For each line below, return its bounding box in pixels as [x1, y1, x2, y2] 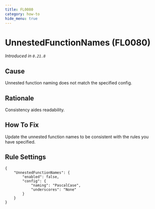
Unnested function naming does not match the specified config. [5, 80, 132, 86]
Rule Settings [5, 153, 46, 161]
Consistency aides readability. [5, 107, 65, 113]
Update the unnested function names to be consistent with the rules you [5, 134, 149, 140]
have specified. [5, 139, 36, 145]
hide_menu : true [5, 16, 38, 21]
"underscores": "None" [30, 187, 77, 192]
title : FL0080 [5, 7, 34, 12]
